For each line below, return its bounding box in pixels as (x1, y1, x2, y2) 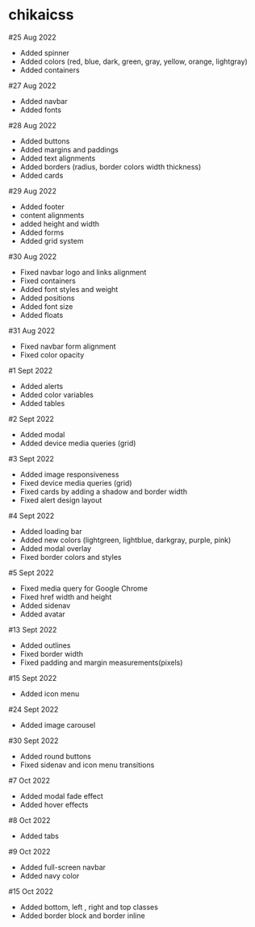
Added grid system (19, 236, 84, 245)
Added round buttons (19, 751, 91, 761)
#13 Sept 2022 (8, 624, 57, 634)
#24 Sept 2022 (8, 704, 59, 714)
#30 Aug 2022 (8, 252, 57, 261)
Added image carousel (19, 720, 96, 729)
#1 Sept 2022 (8, 365, 53, 375)
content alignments (19, 210, 85, 219)
